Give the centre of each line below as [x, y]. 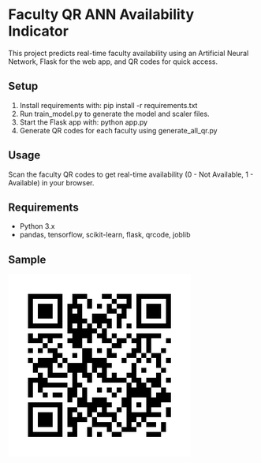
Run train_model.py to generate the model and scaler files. [115, 114]
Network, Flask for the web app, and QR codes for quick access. [113, 62]
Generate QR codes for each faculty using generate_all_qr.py [119, 130]
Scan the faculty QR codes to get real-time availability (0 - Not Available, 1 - [131, 174]
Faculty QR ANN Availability [101, 15]
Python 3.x [37, 226]
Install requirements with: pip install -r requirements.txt [108, 105]
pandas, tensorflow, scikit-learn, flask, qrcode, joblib [105, 235]
